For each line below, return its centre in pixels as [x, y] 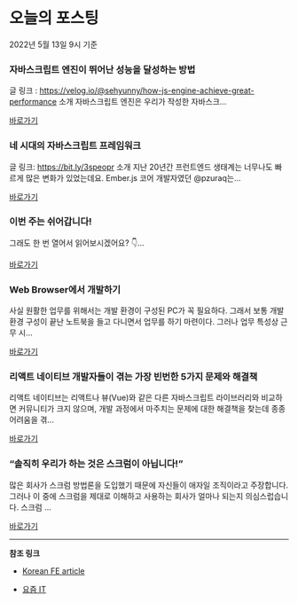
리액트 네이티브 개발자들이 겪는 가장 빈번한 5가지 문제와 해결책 [133, 377]
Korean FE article [53, 571]
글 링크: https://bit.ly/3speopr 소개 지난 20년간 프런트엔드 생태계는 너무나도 [141, 167]
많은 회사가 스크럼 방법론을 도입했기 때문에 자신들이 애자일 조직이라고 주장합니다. [149, 485]
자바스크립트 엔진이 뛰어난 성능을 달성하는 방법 [102, 69]
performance [33, 102]
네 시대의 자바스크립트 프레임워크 [75, 145]
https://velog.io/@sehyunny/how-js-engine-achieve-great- [147, 90]
